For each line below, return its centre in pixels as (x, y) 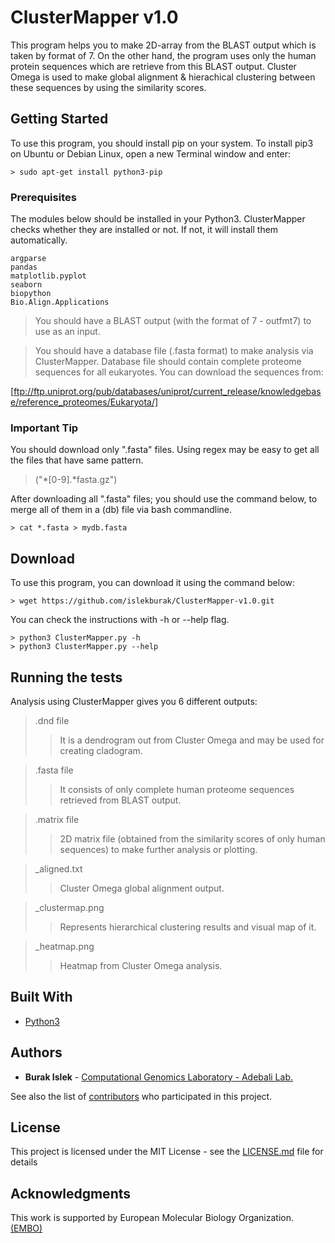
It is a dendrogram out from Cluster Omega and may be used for (192, 740)
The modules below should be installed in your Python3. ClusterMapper (158, 219)
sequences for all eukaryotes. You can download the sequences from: (179, 372)
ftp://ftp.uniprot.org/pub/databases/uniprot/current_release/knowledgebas (167, 392)
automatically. (39, 240)
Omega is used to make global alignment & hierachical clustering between (163, 77)
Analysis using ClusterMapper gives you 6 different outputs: (134, 701)
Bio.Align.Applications (60, 302)
